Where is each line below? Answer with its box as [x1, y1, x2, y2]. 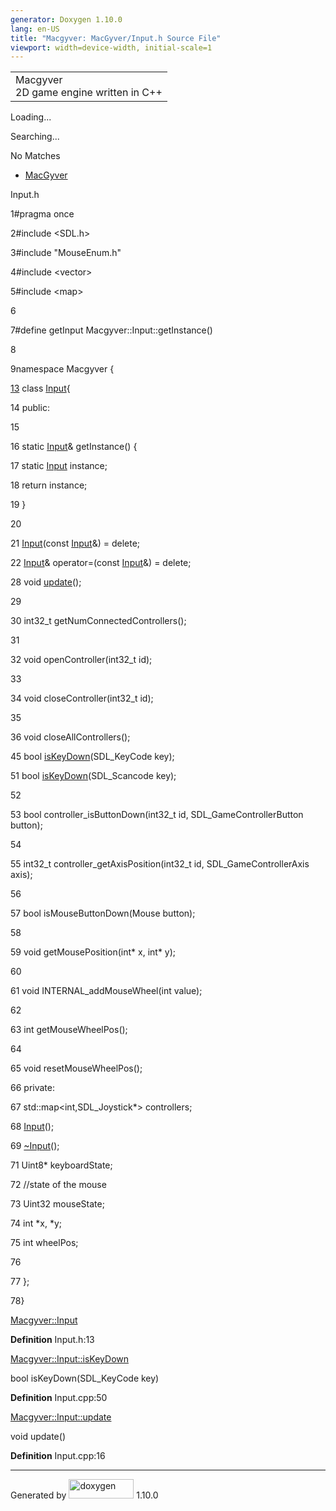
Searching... [10, 131, 60, 143]
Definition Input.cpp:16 [10, 1450, 106, 1462]
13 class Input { [10, 382, 71, 395]
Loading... [10, 111, 52, 123]
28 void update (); [10, 576, 82, 588]
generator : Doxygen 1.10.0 [10, 14, 123, 25]
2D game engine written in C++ [15, 86, 163, 100]
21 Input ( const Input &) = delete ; [10, 537, 141, 550]
